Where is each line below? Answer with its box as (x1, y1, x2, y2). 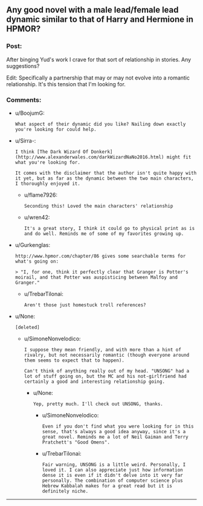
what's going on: (14, 258, 59, 265)
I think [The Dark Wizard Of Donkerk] (14, 149, 113, 155)
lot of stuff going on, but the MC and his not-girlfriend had (24, 373, 187, 379)
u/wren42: (24, 214, 50, 221)
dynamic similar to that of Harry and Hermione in (6, 15, 193, 25)
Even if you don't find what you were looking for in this (42, 423, 195, 430)
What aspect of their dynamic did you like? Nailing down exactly (14, 121, 186, 127)
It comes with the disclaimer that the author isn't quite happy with (14, 170, 197, 176)
